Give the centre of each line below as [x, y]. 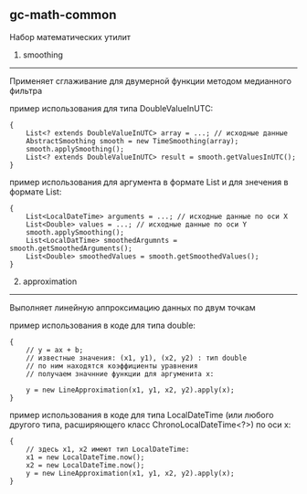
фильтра [26, 90]
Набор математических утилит [70, 37]
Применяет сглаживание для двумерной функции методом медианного [151, 80]
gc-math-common [63, 15]
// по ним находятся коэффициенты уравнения [112, 366]
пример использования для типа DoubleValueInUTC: [111, 108]
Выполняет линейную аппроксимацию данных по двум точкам [132, 307]
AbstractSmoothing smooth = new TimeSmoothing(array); [132, 141]
